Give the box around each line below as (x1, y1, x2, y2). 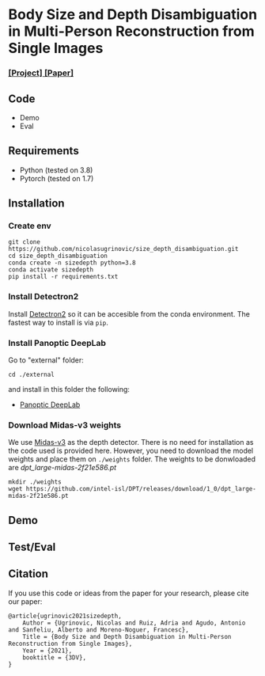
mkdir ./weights (8, 478, 62, 486)
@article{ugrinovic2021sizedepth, (8, 612, 123, 620)
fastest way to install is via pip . (8, 317, 109, 327)
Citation (8, 568, 49, 581)
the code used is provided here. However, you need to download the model (8, 446, 254, 456)
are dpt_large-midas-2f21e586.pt (8, 463, 117, 473)
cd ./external (8, 370, 55, 379)
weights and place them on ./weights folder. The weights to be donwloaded (8, 454, 256, 464)
